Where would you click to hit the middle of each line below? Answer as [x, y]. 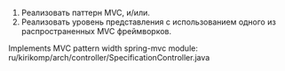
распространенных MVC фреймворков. [96, 31]
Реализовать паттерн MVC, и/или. [85, 13]
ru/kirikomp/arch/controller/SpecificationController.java [109, 57]
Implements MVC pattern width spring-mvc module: [103, 48]
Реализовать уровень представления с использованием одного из [148, 22]
